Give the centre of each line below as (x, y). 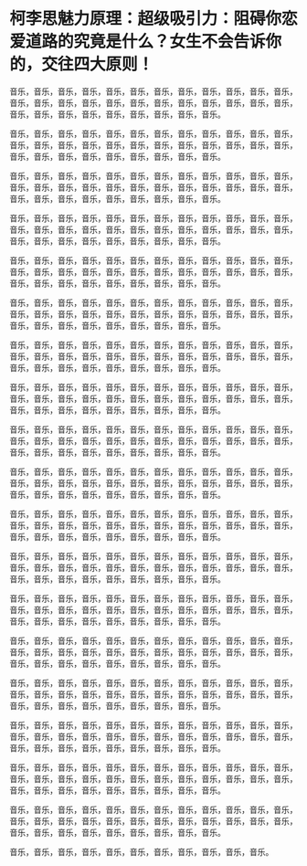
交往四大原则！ (98, 64)
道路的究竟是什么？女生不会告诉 (146, 42)
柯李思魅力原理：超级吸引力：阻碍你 (146, 19)
